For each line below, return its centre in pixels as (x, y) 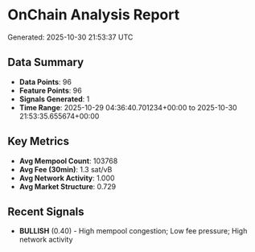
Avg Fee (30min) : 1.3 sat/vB (66, 169)
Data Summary (46, 62)
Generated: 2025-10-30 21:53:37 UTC (70, 37)
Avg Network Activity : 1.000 (67, 178)
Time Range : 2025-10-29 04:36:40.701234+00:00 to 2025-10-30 (128, 107)
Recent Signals (46, 211)
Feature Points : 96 (50, 90)
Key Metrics (39, 141)
